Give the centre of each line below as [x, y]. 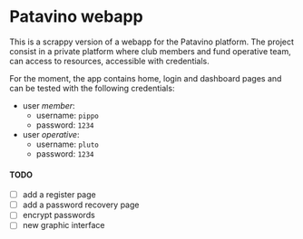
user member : [49, 105]
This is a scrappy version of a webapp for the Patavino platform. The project [152, 42]
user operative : [51, 134]
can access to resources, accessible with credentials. [110, 61]
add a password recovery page [81, 205]
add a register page [59, 195]
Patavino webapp [76, 17]
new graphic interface [64, 225]
